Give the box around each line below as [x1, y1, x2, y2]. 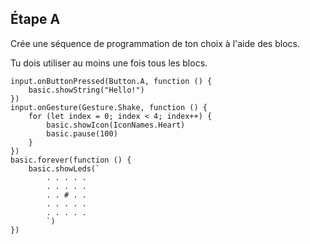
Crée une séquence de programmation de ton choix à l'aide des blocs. [10, 37, 300, 49]
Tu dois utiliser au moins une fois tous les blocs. [10, 57, 208, 69]
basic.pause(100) [46, 128, 118, 139]
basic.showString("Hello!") [28, 85, 145, 95]
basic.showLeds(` [28, 163, 101, 174]
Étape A [10, 11, 61, 28]
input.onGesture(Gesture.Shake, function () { [10, 102, 208, 112]
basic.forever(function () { [10, 155, 132, 165]
